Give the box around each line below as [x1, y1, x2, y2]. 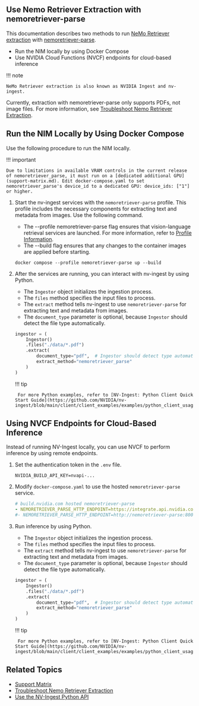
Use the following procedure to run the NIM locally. [6, 144, 131, 152]
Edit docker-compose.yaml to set [62, 178, 145, 184]
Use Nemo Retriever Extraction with [6, 5, 141, 15]
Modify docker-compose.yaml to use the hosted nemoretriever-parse [14, 483, 181, 490]
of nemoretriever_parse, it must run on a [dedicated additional [6, 172, 171, 179]
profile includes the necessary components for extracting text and [14, 205, 177, 212]
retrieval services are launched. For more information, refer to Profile [23, 229, 192, 237]
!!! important [6, 156, 36, 163]
